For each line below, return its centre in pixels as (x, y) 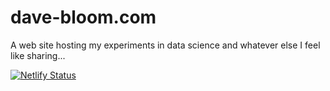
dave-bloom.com (83, 17)
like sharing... (38, 55)
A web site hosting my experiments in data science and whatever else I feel (165, 45)
